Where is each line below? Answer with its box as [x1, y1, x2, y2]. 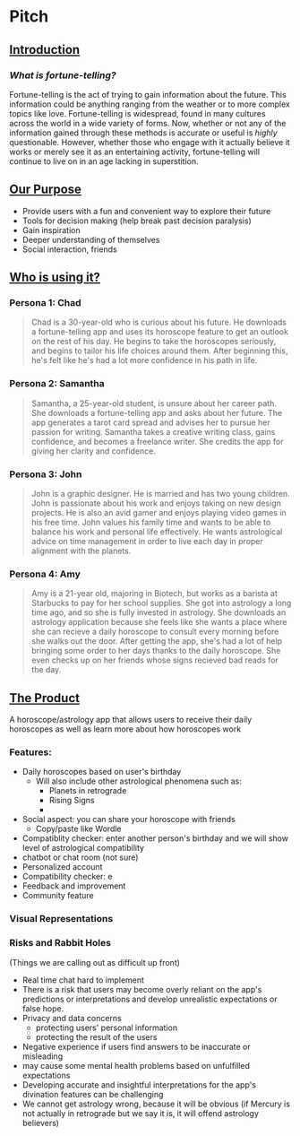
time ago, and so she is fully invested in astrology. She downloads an [30, 607, 287, 618]
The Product [9, 690, 81, 706]
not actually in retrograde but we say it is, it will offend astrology [21, 1107, 260, 1118]
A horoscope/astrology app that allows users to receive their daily [9, 715, 253, 725]
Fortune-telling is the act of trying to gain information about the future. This [9, 89, 287, 100]
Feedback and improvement [21, 880, 126, 891]
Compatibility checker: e [21, 872, 113, 882]
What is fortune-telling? [9, 69, 116, 82]
